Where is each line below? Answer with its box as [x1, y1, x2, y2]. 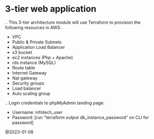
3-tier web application [5, 3, 97, 15]
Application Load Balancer [12, 44, 65, 50]
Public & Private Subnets [12, 39, 62, 45]
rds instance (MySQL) [12, 60, 56, 65]
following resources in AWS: [5, 24, 62, 30]
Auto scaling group [12, 91, 51, 96]
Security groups [12, 80, 45, 86]
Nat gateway [12, 75, 38, 81]
